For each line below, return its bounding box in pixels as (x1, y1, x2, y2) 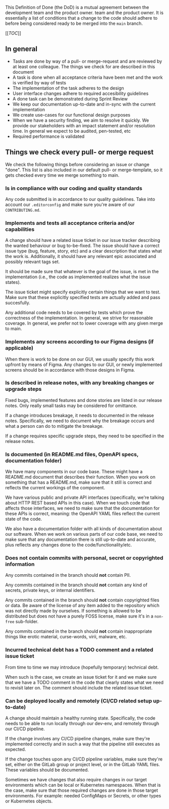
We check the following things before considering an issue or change (5, 161, 150, 167)
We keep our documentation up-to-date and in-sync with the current (12, 101, 156, 107)
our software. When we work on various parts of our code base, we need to (5, 531, 163, 537)
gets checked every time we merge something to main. (5, 172, 120, 178)
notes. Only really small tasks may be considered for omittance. (5, 402, 138, 409)
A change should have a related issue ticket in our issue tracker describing (5, 237, 160, 243)
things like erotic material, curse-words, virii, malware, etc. (5, 634, 127, 640)
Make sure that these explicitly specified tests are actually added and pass (5, 294, 160, 300)
